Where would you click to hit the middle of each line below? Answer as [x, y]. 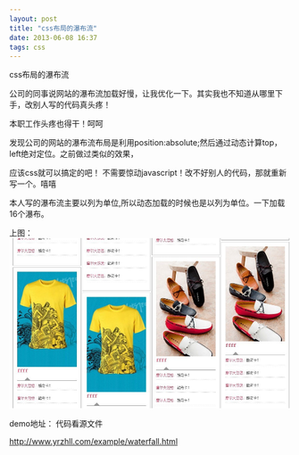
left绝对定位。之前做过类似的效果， [74, 154]
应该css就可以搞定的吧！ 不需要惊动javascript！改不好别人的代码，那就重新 [148, 173]
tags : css [28, 47]
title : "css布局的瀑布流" [54, 28]
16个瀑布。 [29, 214]
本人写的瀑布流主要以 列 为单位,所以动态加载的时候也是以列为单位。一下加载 [147, 203]
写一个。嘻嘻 [33, 184]
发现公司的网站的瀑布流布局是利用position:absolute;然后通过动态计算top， [146, 143]
